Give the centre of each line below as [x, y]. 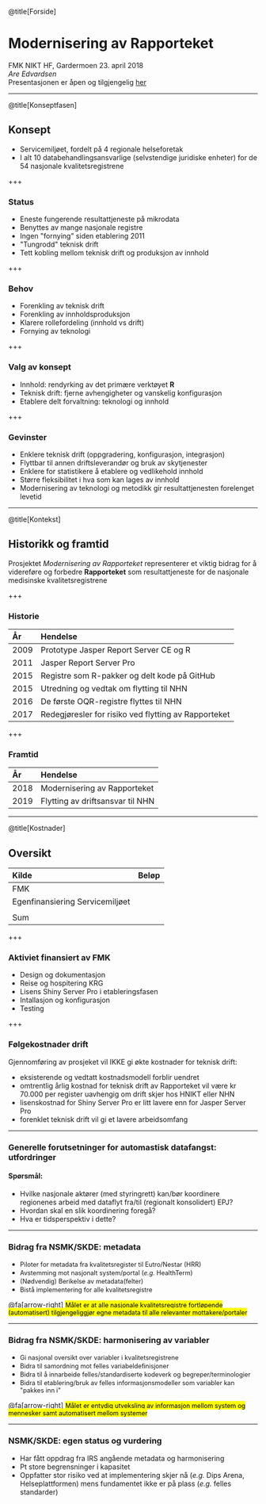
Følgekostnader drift [48, 1044]
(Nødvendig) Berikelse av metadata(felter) [82, 1282]
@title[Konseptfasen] [43, 105]
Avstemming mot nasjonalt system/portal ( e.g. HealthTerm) [106, 1273]
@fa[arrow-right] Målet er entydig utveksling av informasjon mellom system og [127, 1406]
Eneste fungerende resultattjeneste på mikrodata [99, 219]
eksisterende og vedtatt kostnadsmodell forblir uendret [109, 1077]
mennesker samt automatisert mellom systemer [78, 1413]
